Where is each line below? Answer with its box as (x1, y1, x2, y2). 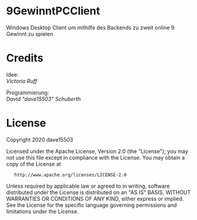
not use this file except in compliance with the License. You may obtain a (6, 154, 185, 161)
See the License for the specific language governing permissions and (6, 201, 177, 209)
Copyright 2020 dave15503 (6, 136, 73, 143)
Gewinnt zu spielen (6, 30, 54, 37)
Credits (6, 51, 44, 65)
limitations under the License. (6, 207, 79, 215)
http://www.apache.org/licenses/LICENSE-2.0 (14, 172, 127, 178)
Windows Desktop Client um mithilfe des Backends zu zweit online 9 (6, 24, 175, 31)
